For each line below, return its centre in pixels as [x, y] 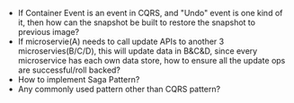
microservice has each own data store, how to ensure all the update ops [151, 60]
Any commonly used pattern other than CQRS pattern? [119, 89]
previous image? [48, 32]
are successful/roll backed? [69, 70]
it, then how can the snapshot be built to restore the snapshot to [137, 22]
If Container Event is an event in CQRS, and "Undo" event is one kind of [150, 13]
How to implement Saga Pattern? [79, 79]
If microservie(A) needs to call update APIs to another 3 [121, 41]
